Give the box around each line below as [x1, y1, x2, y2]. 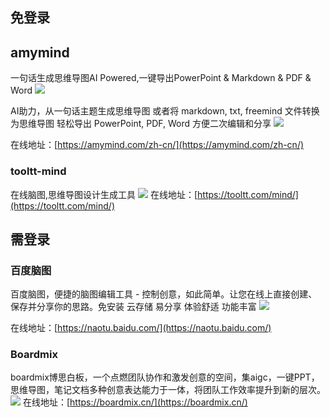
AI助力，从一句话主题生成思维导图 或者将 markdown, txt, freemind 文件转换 [10, 105, 320, 117]
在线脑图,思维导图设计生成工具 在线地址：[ [10, 188, 198, 200]
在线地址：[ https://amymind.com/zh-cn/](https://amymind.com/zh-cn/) [10, 139, 305, 151]
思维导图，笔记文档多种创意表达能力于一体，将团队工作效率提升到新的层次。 [10, 384, 326, 396]
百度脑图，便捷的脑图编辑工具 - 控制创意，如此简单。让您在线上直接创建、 [10, 288, 318, 300]
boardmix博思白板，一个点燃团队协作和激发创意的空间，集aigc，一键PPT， [10, 371, 320, 383]
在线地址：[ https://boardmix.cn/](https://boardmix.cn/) [22, 396, 248, 408]
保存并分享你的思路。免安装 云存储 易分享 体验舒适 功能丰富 [10, 301, 257, 313]
